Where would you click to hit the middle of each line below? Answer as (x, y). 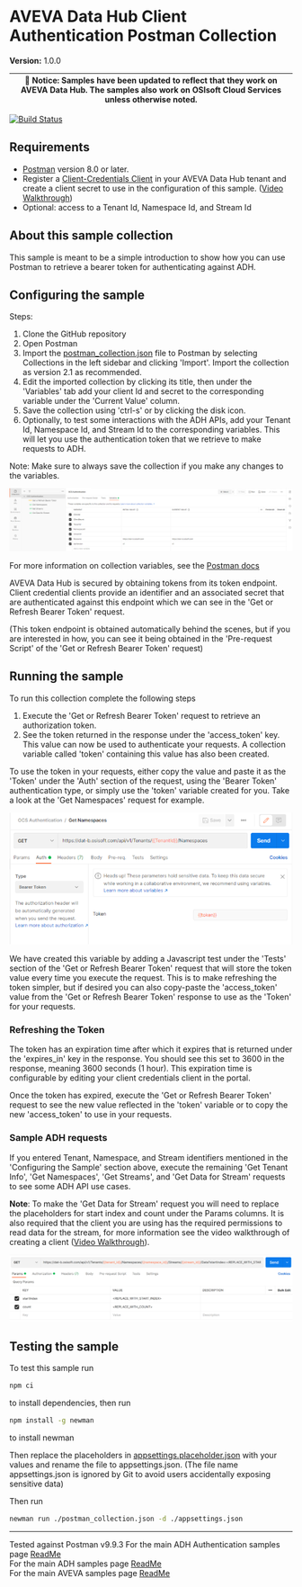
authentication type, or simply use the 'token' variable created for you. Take (150, 790)
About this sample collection (91, 236)
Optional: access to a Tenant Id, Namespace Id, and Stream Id (137, 207)
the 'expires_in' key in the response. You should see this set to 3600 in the (147, 1059)
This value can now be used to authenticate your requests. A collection (154, 744)
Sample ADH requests (58, 1138)
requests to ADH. (54, 449)
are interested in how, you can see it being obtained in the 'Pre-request (141, 639)
